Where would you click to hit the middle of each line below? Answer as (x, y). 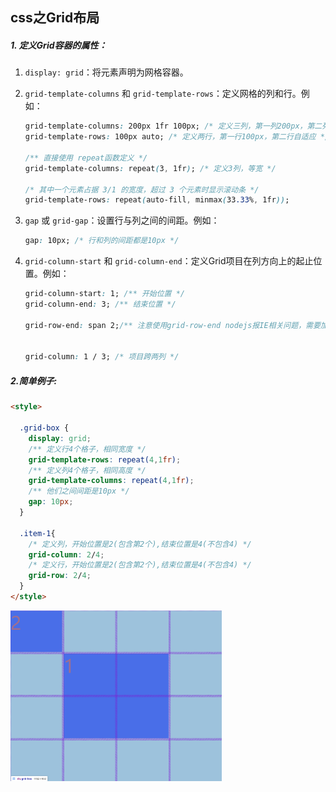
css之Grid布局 (55, 18)
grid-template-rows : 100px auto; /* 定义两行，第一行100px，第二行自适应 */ (177, 137)
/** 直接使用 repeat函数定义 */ (86, 158)
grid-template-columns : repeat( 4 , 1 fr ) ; (111, 481)
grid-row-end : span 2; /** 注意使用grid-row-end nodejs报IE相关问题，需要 (172, 325)
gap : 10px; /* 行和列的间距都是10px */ (102, 241)
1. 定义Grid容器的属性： (59, 45)
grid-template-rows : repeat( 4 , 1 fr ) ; (105, 459)
